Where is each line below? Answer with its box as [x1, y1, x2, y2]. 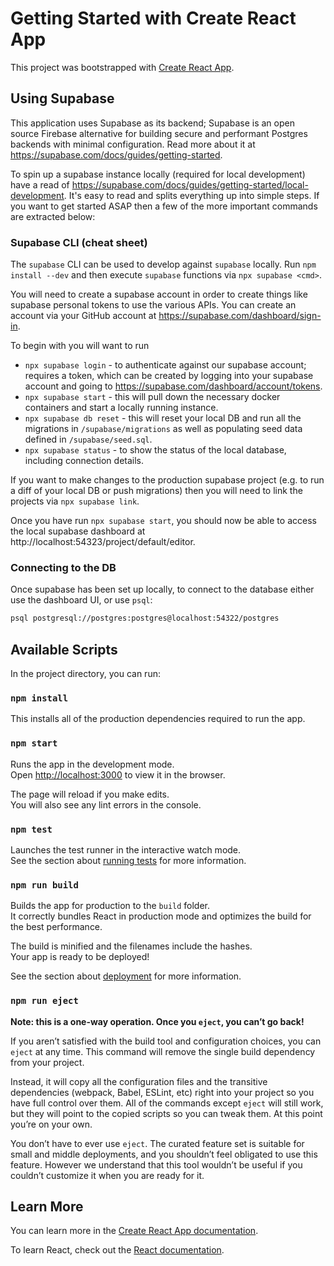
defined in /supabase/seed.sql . [24, 433, 153, 446]
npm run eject [10, 995, 79, 1007]
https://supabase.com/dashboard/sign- [158, 310, 322, 322]
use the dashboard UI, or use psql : [10, 594, 153, 606]
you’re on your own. [10, 1118, 93, 1130]
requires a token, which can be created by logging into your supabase [24, 370, 314, 382]
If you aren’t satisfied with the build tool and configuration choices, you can [10, 1035, 322, 1047]
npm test [10, 823, 53, 835]
